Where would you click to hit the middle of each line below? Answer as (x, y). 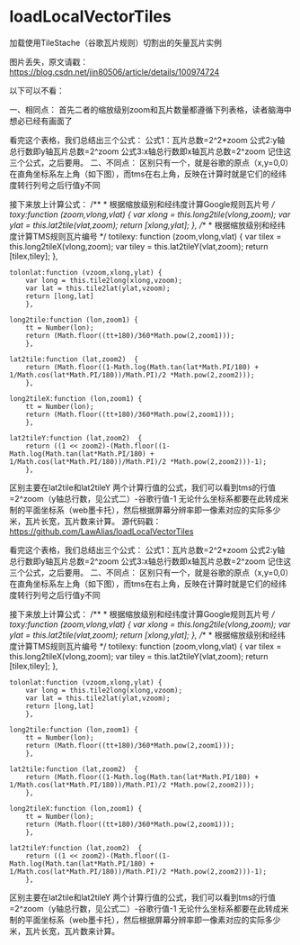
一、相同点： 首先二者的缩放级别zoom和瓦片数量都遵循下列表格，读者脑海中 (150, 109)
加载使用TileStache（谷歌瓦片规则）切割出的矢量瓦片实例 (115, 42)
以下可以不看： (37, 90)
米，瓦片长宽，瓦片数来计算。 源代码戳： (85, 521)
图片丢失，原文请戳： (49, 61)
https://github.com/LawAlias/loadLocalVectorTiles (101, 531)
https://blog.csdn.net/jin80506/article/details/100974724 (115, 72)
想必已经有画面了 (41, 121)
